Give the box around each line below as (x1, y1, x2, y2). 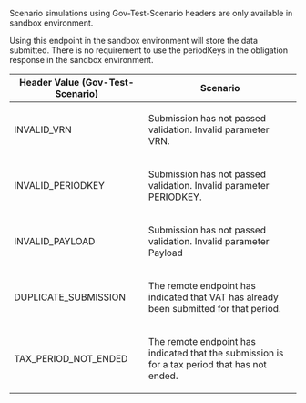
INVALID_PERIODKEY (14, 180, 105, 191)
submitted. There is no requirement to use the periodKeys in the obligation (9, 45, 289, 56)
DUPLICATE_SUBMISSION (14, 291, 126, 304)
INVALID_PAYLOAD (14, 235, 96, 247)
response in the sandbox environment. (9, 55, 154, 65)
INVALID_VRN (14, 123, 73, 136)
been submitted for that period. (148, 303, 281, 315)
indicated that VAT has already (148, 291, 280, 304)
